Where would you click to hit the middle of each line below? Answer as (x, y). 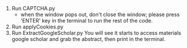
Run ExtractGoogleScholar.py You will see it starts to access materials (96, 33)
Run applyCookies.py (37, 27)
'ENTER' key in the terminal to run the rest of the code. (86, 21)
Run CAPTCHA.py (33, 8)
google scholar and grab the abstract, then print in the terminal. (89, 39)
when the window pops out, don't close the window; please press (100, 14)
